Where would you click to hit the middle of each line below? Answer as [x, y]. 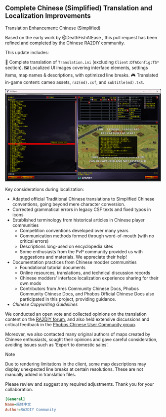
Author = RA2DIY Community [31, 410]
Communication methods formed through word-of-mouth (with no [87, 236]
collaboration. [19, 390]
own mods [30, 283]
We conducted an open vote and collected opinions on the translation [76, 314]
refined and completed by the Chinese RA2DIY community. [65, 43]
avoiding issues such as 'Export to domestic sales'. [57, 345]
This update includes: [27, 52]
